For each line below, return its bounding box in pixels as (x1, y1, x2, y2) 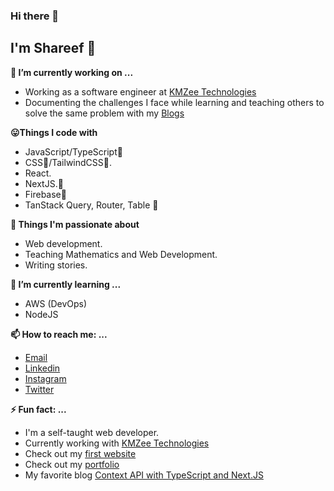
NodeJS (24, 308, 59, 320)
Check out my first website (24, 447, 137, 459)
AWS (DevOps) (24, 297, 88, 309)
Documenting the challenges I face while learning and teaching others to (24, 96, 325, 108)
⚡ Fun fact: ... (10, 403, 67, 415)
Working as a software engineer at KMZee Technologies (24, 85, 257, 98)
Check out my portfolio (24, 458, 120, 470)
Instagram (24, 372, 67, 384)
